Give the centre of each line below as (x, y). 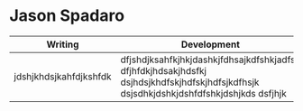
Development (211, 44)
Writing (63, 44)
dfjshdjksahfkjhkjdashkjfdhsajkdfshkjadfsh (211, 60)
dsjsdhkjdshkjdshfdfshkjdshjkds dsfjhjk (203, 93)
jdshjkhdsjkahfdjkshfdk (63, 76)
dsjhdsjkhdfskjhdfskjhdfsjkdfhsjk (190, 82)
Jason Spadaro (67, 16)
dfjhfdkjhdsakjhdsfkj (164, 70)
